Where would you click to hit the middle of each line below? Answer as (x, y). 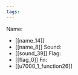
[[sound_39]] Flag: (38, 53)
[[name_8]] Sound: (38, 47)
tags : (13, 12)
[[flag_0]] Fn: (31, 59)
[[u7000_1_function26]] (44, 66)
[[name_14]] (30, 40)
